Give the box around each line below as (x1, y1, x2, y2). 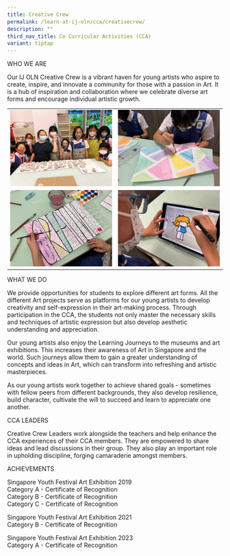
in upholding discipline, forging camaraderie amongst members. (7, 451, 188, 459)
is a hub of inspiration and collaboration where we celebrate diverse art (7, 88, 208, 96)
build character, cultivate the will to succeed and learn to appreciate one (7, 395, 211, 404)
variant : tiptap (7, 40, 53, 47)
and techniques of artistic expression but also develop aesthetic (7, 318, 188, 326)
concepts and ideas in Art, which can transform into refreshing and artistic (7, 360, 217, 369)
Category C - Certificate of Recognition (7, 500, 118, 508)
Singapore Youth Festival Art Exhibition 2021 (7, 513, 132, 521)
